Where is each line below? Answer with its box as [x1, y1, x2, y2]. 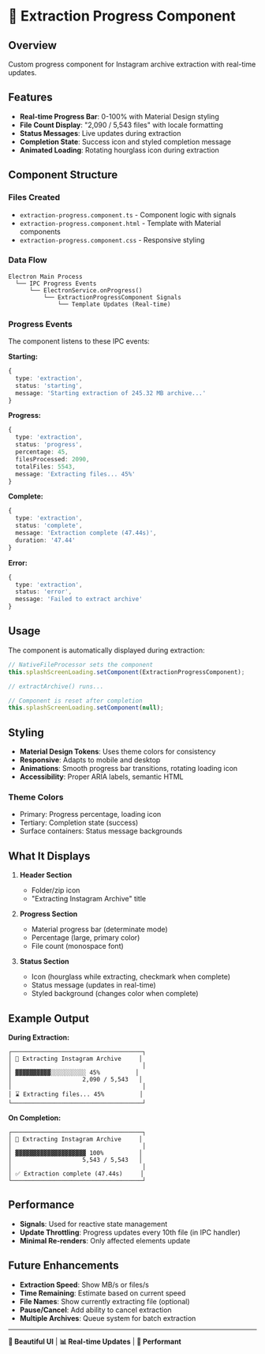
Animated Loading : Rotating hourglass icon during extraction [19, 145, 219, 155]
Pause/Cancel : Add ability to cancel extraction [19, 1305, 172, 1315]
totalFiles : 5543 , [15, 462, 77, 471]
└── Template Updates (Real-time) [58, 300, 171, 308]
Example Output [8, 1011, 89, 1025]
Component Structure [8, 168, 118, 182]
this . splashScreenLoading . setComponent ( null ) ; [8, 704, 164, 712]
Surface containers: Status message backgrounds [19, 826, 183, 836]
